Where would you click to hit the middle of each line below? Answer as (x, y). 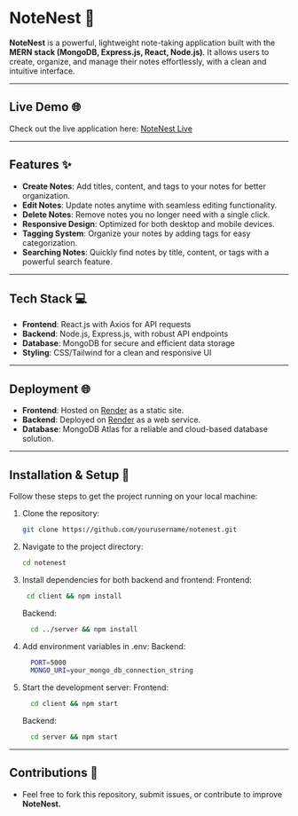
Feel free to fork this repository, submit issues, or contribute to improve (152, 794)
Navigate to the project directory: (82, 546)
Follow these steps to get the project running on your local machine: (133, 496)
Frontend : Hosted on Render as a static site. (103, 411)
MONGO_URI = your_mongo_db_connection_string (112, 671)
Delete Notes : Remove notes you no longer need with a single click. (146, 214)
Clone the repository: (61, 513)
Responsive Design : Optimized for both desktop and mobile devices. (148, 224)
